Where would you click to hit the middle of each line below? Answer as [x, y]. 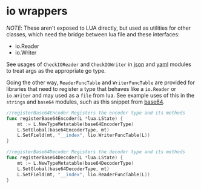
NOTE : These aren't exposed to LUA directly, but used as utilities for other [99, 28]
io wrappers [37, 11]
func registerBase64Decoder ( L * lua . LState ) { [64, 158]
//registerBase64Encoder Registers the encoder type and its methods [96, 113]
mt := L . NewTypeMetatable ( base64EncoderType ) [76, 124]
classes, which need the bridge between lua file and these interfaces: [93, 34]
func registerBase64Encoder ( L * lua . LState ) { [64, 118]
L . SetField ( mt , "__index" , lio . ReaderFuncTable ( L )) [84, 174]
